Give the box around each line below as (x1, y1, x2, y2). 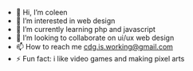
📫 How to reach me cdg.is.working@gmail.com (15, 42, 174, 51)
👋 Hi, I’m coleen (15, 8, 68, 17)
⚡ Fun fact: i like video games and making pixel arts (15, 54, 185, 63)
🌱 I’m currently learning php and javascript (15, 25, 156, 34)
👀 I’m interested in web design (15, 16, 116, 26)
